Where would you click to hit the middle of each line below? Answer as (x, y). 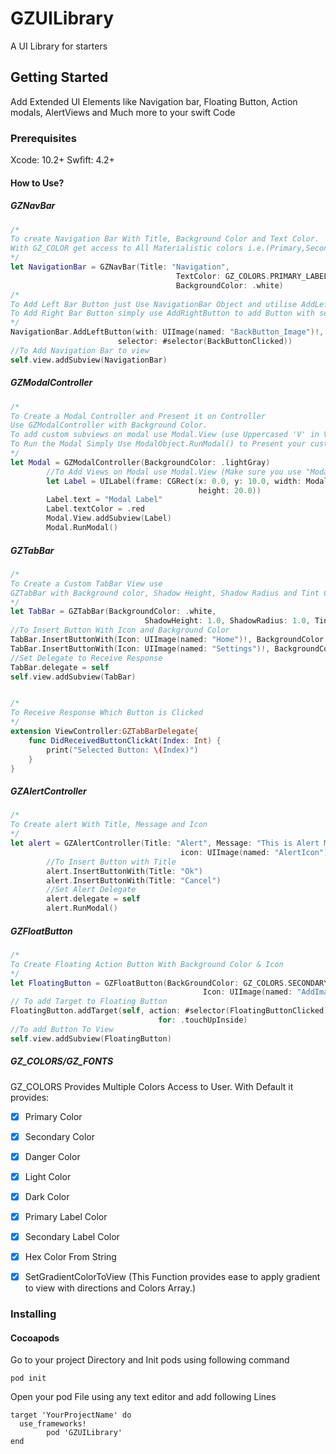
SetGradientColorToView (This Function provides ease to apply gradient (172, 1277)
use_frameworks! (53, 1424)
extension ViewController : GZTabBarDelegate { (104, 732)
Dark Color (47, 1196)
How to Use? (37, 183)
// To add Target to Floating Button (89, 1002)
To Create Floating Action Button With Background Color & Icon (147, 964)
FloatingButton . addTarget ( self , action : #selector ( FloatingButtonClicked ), (171, 1011)
